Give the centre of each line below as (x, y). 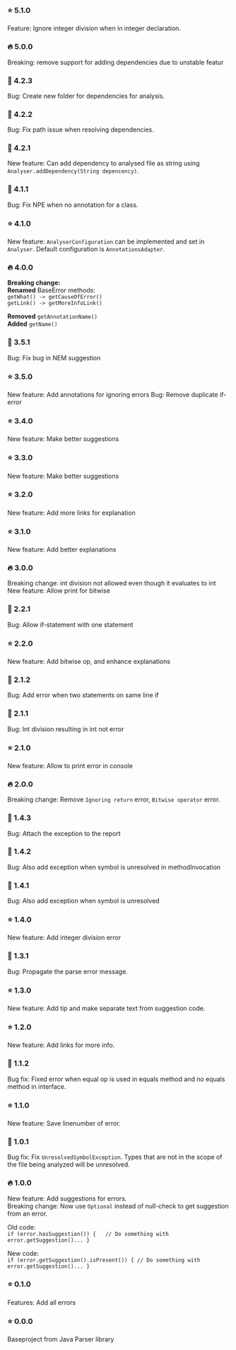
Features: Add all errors (42, 1302)
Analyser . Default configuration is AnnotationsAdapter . (86, 249)
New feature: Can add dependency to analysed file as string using (104, 164)
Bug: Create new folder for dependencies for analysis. (86, 96)
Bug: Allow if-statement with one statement (70, 624)
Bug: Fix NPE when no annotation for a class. (73, 205)
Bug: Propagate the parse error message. (68, 971)
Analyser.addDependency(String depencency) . (73, 171)
